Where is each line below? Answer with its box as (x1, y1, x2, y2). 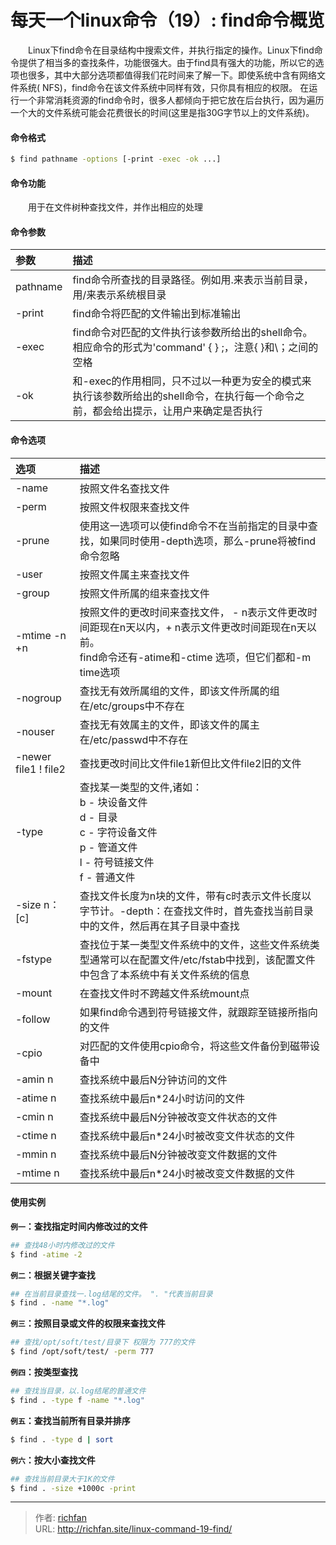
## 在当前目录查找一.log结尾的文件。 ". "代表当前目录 (10, 1289, 213, 1299)
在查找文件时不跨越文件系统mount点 (79, 986, 250, 1000)
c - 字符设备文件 (79, 825, 158, 839)
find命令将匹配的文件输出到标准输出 (72, 307, 242, 321)
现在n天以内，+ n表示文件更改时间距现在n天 (99, 620, 307, 634)
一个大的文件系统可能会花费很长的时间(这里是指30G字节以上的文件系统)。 (10, 106, 315, 118)
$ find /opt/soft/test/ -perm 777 (10, 1347, 155, 1357)
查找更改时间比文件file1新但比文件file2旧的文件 (79, 756, 302, 770)
